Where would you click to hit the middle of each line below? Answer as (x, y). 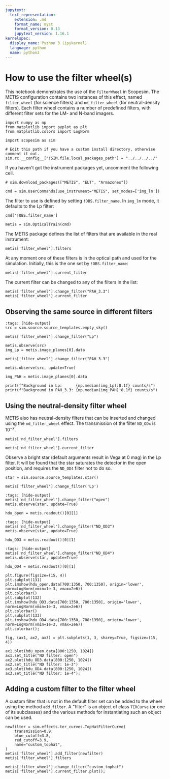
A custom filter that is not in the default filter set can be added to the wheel (84, 701)
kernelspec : (18, 39)
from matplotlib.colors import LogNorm (47, 132)
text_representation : (33, 15)
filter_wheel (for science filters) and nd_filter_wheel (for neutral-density (83, 103)
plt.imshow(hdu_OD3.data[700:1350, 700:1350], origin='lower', (74, 602)
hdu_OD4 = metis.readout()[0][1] (41, 566)
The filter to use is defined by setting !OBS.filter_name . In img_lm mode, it (82, 201)
